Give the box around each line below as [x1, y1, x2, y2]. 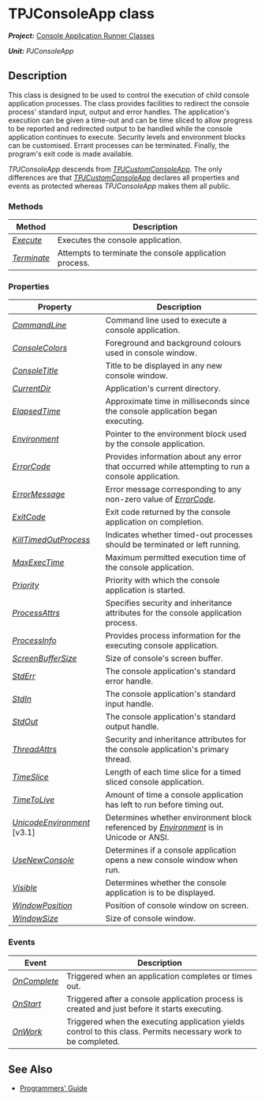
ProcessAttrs [12, 607, 61, 619]
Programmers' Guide [19, 1084, 88, 1093]
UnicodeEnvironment [12, 817, 91, 828]
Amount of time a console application [105, 789, 244, 800]
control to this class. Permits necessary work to [66, 1026, 242, 1037]
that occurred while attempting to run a [105, 461, 250, 472]
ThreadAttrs [12, 744, 58, 755]
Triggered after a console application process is [66, 993, 244, 1005]
